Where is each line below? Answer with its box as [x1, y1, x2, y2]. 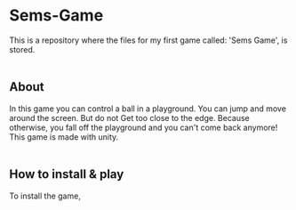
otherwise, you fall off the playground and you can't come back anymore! [9, 122, 278, 133]
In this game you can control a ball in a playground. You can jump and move [9, 103, 287, 114]
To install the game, [9, 190, 82, 201]
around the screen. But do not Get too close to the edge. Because [9, 112, 251, 123]
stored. [9, 44, 36, 54]
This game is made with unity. [9, 131, 119, 142]
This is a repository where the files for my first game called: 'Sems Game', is [9, 35, 288, 45]
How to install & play [9, 166, 124, 182]
